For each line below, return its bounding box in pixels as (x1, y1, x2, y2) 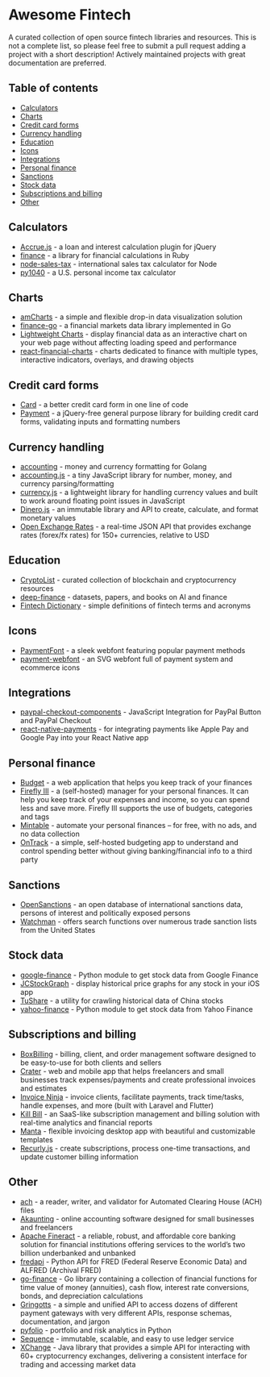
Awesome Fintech (8, 6, 131, 24)
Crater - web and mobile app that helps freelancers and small (19, 1066, 224, 1075)
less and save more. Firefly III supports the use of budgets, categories (19, 804, 253, 813)
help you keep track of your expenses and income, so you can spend (19, 795, 250, 805)
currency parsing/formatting (19, 479, 114, 489)
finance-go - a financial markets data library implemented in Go (19, 321, 231, 331)
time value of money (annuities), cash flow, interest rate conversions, (19, 1282, 250, 1292)
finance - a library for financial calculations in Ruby (19, 250, 189, 260)
